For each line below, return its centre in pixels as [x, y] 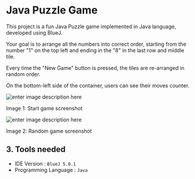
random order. [23, 74]
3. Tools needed [36, 149]
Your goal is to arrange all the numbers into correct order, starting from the [96, 44]
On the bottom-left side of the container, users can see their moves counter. [98, 85]
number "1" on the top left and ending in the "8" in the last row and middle [95, 50]
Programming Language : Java [51, 170]
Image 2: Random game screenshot [49, 131]
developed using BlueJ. [34, 32]
